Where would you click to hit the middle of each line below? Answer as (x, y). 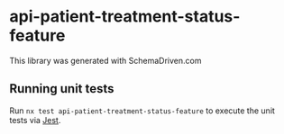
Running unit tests (62, 89)
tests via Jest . (35, 120)
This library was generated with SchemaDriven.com (105, 60)
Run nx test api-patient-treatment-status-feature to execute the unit (142, 111)
